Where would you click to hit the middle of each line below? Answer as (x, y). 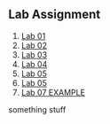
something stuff (37, 109)
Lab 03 (34, 54)
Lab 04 (34, 64)
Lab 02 (34, 45)
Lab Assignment (55, 15)
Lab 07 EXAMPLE (53, 92)
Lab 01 (33, 35)
